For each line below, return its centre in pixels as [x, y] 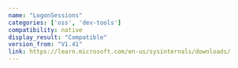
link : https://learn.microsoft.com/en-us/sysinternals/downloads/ [119, 52]
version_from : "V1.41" [45, 45]
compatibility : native [45, 30]
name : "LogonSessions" [45, 15]
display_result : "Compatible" [58, 37]
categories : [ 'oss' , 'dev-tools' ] [65, 23]
